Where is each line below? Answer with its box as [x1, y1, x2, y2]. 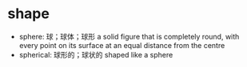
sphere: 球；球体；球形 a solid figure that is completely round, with [18, 32, 240, 41]
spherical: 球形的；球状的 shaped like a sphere [18, 50, 173, 59]
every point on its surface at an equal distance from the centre [18, 40, 225, 50]
